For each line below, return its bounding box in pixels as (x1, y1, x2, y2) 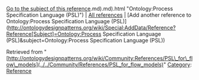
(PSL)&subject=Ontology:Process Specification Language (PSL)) (6, 37, 166, 44)
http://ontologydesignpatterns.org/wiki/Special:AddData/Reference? (8, 24, 176, 31)
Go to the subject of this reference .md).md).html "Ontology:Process (6, 5, 173, 12)
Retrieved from (6, 48, 43, 56)
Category (167, 61, 191, 68)
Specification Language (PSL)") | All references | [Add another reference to (6, 11, 192, 19)
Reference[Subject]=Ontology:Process (6, 30, 102, 38)
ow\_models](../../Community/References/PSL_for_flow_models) (6, 61, 164, 68)
